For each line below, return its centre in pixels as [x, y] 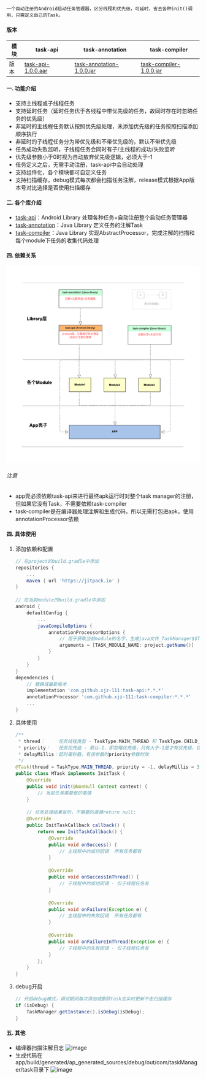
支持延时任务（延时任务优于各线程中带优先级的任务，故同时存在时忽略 [104, 111]
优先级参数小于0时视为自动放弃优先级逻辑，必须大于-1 [84, 157]
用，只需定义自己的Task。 [35, 15]
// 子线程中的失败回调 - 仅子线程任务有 [104, 948]
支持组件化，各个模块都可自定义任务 [61, 172]
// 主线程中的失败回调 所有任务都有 [101, 916]
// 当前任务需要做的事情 [65, 793]
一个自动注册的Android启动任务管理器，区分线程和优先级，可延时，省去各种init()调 [100, 9]
